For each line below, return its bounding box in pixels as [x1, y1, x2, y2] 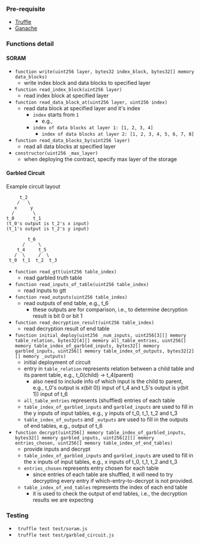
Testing [6, 511, 29, 519]
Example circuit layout [6, 183, 61, 190]
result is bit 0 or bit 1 [32, 312, 83, 319]
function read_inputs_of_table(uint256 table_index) [14, 281, 149, 287]
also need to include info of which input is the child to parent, [32, 378, 183, 385]
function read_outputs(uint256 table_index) [14, 294, 128, 300]
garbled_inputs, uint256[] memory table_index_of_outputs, [14, 348, 165, 354]
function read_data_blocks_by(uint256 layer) [14, 138, 130, 144]
